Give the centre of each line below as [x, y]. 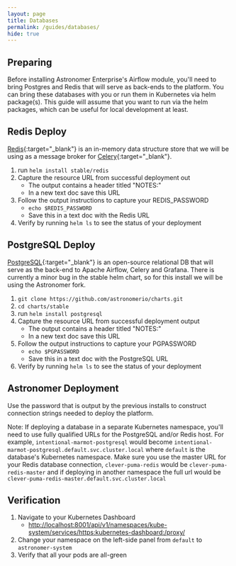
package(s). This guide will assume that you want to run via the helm [108, 102]
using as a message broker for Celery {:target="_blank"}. [90, 156]
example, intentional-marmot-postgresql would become [90, 442]
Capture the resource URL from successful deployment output [108, 321]
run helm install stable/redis [63, 170]
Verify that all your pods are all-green [72, 555]
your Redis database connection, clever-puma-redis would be [97, 464]
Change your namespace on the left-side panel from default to [110, 540]
